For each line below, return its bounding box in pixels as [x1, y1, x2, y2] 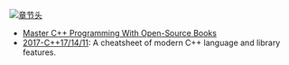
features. [22, 47, 57, 58]
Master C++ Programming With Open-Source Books [22, 28, 217, 38]
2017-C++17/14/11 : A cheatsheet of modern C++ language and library [22, 37, 281, 48]
